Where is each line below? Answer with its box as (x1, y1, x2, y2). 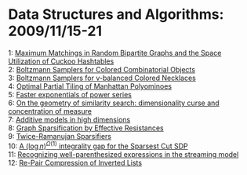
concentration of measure (8, 106, 93, 115)
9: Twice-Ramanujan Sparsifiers (8, 131, 112, 140)
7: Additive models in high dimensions (8, 115, 131, 124)
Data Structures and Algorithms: (8, 5, 224, 24)
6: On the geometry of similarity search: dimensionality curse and (8, 98, 220, 108)
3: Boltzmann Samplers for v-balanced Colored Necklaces (8, 73, 196, 82)
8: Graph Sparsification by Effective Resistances (8, 123, 164, 133)
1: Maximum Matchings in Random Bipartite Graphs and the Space (8, 48, 222, 57)
